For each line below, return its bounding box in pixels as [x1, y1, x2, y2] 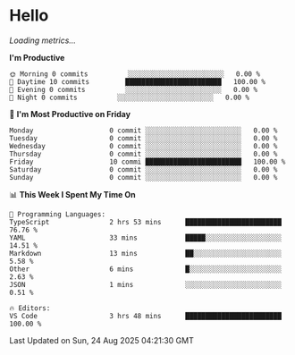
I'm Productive [9, 52, 65, 63]
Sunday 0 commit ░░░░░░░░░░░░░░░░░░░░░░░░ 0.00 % [9, 173, 278, 182]
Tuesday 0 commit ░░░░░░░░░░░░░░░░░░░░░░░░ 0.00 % [9, 133, 278, 143]
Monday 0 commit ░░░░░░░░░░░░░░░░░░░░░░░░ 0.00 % [9, 126, 278, 135]
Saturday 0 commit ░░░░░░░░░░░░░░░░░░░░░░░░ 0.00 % [9, 165, 278, 174]
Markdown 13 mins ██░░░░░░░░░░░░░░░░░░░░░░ [9, 249, 282, 258]
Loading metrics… [9, 35, 76, 46]
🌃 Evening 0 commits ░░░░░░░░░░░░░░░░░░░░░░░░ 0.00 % [9, 85, 257, 94]
